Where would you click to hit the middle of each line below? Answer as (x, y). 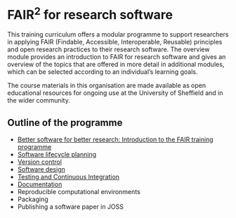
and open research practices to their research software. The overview (109, 49)
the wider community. (39, 101)
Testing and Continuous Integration (68, 177)
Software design (41, 169)
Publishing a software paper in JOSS (71, 207)
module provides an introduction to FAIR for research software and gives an (117, 57)
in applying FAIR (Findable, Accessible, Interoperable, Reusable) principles (115, 42)
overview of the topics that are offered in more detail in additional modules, (116, 65)
